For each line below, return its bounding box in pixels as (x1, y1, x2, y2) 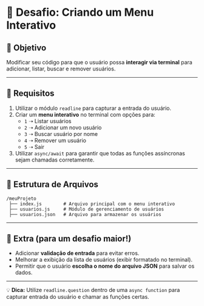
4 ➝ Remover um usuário (24, 137, 87, 144)
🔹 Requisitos (6, 88, 55, 99)
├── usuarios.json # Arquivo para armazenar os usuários (8, 211, 162, 217)
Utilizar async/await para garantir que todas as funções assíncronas (15, 149, 185, 157)
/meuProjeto (6, 195, 36, 202)
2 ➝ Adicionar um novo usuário (24, 124, 102, 131)
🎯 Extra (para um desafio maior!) (6, 234, 132, 244)
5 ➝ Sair (24, 143, 44, 151)
